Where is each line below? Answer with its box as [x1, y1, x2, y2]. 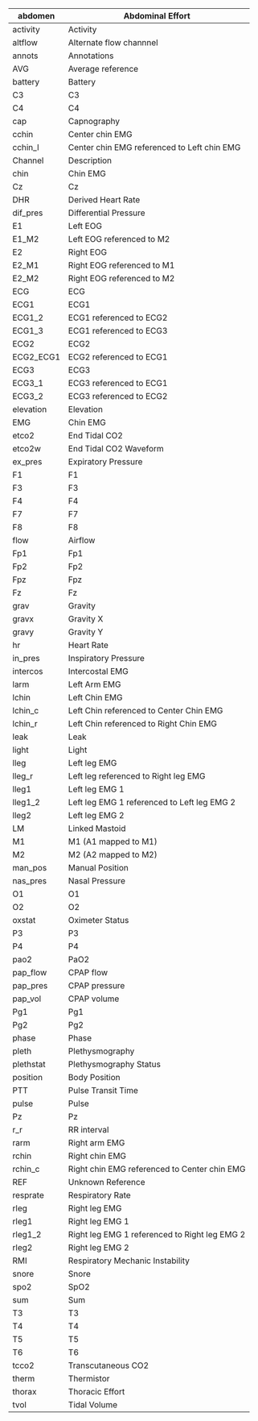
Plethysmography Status [68, 1059, 161, 1070]
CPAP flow [68, 967, 109, 978]
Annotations [68, 50, 114, 61]
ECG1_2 [12, 312, 44, 323]
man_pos [12, 862, 47, 873]
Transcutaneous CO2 [68, 1360, 149, 1371]
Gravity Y [68, 626, 104, 638]
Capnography [68, 116, 121, 127]
